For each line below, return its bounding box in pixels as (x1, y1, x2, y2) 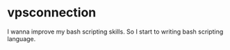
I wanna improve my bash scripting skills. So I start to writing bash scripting (7, 27, 224, 36)
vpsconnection (7, 5, 97, 21)
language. (7, 34, 36, 42)
